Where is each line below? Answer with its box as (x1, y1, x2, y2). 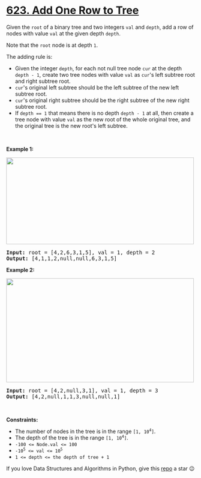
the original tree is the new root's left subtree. (14, 122, 128, 129)
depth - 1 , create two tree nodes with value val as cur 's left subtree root (14, 71, 195, 78)
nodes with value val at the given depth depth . (6, 29, 121, 37)
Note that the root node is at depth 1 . (6, 41, 98, 49)
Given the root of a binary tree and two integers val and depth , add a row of (6, 23, 194, 31)
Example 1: (6, 145, 34, 153)
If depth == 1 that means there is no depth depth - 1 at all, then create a (14, 109, 194, 116)
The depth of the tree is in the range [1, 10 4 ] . (14, 434, 129, 441)
